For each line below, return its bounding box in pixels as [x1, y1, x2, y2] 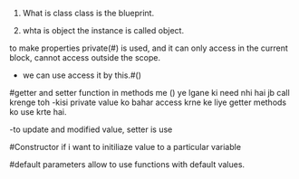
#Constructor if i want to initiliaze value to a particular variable [9, 142, 242, 152]
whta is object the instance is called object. [22, 25, 184, 35]
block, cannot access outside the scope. [9, 52, 161, 62]
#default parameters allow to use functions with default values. [9, 159, 246, 170]
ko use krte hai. [9, 107, 67, 117]
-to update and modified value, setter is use [9, 124, 173, 135]
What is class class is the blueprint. [22, 8, 155, 18]
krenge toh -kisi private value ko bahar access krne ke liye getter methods [9, 97, 287, 108]
